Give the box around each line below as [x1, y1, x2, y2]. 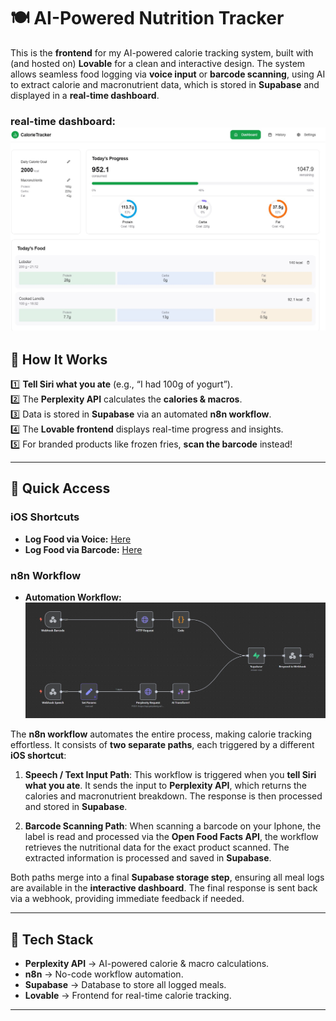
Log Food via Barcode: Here [24, 543, 143, 555]
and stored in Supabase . [24, 801, 128, 813]
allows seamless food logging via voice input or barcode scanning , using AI [10, 68, 326, 80]
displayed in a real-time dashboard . [10, 89, 160, 101]
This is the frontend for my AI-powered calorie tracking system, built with [10, 46, 314, 59]
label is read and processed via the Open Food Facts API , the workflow [24, 831, 319, 843]
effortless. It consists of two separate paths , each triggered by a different [10, 739, 315, 751]
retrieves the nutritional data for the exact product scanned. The [24, 841, 290, 854]
